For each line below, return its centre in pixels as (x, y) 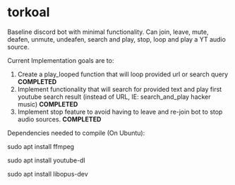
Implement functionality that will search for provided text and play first (120, 89)
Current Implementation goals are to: (61, 60)
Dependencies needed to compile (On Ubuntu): (76, 133)
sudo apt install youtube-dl (47, 160)
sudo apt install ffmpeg (41, 146)
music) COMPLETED (48, 104)
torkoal (29, 12)
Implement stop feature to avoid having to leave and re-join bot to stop (120, 112)
